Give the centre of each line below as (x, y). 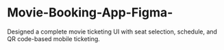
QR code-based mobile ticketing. (54, 38)
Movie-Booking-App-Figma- (90, 13)
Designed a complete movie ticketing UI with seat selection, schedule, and (112, 32)
